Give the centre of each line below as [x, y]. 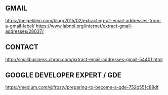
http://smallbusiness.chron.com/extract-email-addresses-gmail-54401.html [84, 59]
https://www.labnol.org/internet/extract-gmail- [84, 26]
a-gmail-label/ [20, 26]
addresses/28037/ [25, 31]
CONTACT [22, 47]
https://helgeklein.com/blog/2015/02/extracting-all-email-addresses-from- [83, 20]
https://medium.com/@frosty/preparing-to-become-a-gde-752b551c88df [82, 87]
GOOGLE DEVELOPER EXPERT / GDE [63, 75]
